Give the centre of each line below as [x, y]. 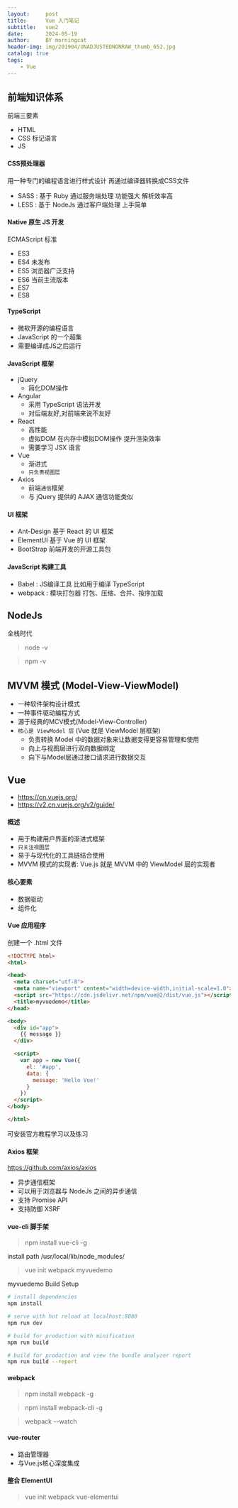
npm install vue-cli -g [56, 1242]
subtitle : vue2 [33, 27]
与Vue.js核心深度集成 [49, 1463]
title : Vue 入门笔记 [44, 21]
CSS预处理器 [26, 163]
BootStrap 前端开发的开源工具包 [64, 549]
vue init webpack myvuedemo [69, 1270]
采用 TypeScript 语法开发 [64, 405]
